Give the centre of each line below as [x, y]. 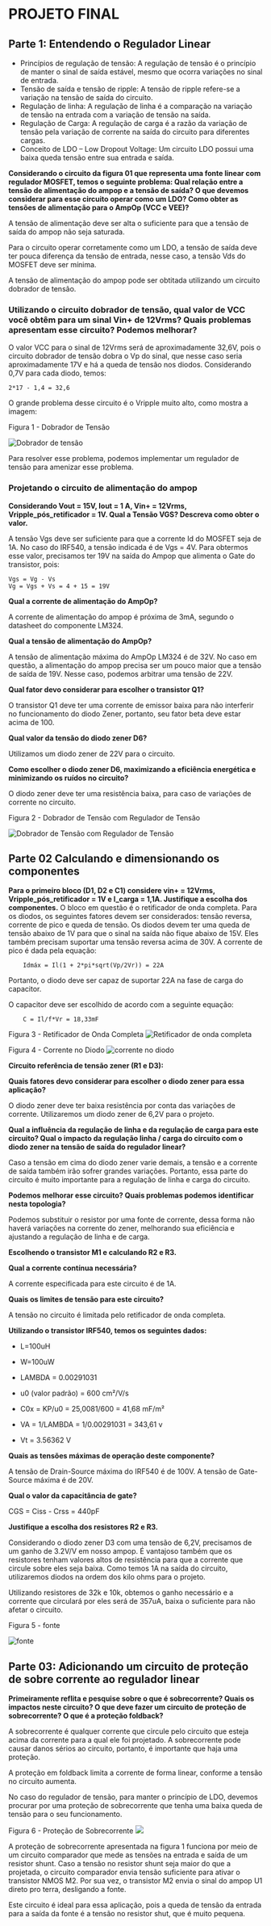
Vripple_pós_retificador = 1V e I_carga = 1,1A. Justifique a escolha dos [128, 899]
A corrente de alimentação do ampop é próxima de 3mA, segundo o [121, 617]
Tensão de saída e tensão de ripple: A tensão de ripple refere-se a [130, 89]
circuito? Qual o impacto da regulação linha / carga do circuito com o [126, 1139]
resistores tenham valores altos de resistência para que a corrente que [126, 1560]
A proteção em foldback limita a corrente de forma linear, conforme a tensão [135, 1773]
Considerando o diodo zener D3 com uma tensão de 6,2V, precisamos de [130, 1542]
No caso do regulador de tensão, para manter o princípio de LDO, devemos [133, 1797]
